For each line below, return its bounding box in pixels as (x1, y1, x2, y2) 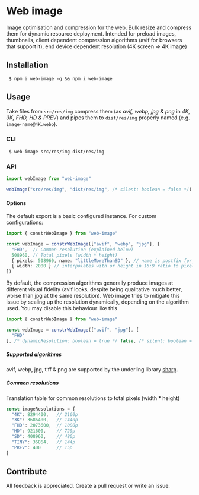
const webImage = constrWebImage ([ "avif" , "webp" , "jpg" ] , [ (6, 241, 161, 247)
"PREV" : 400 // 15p (11, 444, 73, 450)
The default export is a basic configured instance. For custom (6, 213, 157, 220)
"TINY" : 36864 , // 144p (11, 439, 76, 445)
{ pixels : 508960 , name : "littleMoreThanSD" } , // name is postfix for (11, 257, 192, 264)
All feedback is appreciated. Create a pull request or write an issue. (6, 483, 171, 490)
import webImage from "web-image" (6, 176, 92, 182)
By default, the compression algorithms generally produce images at (6, 279, 174, 286)
